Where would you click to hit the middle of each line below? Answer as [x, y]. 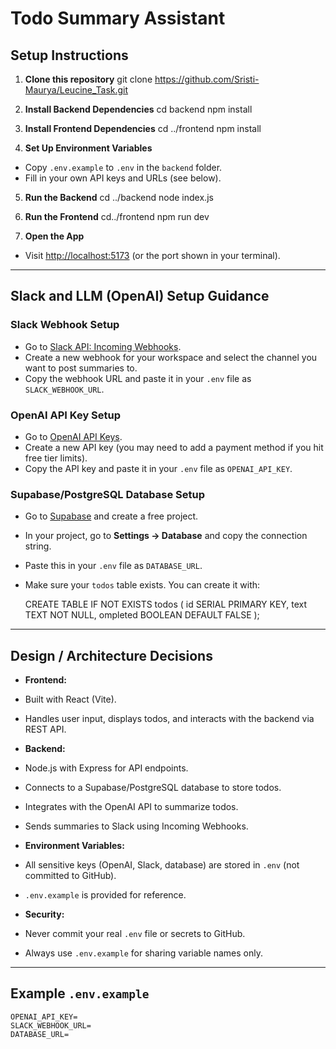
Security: [44, 914]
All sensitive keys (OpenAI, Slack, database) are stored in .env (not [162, 865]
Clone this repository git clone [88, 79]
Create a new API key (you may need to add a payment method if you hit [174, 447]
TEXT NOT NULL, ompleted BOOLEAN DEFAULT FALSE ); [142, 615]
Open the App [54, 236]
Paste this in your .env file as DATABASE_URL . [113, 566]
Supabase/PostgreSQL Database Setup [108, 494]
